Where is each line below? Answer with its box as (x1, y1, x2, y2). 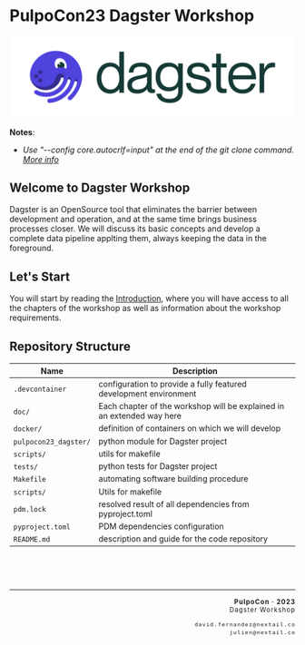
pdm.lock (13, 505, 47, 514)
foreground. (9, 242, 54, 254)
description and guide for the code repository (98, 533, 269, 544)
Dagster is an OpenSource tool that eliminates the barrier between (9, 204, 258, 215)
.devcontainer (13, 385, 67, 395)
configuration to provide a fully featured (98, 378, 247, 389)
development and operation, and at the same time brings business (9, 214, 257, 225)
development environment (98, 387, 197, 399)
